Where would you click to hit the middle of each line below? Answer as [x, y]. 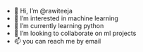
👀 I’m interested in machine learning [66, 18]
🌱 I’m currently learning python [59, 26]
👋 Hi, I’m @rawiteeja [43, 11]
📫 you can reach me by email [57, 41]
